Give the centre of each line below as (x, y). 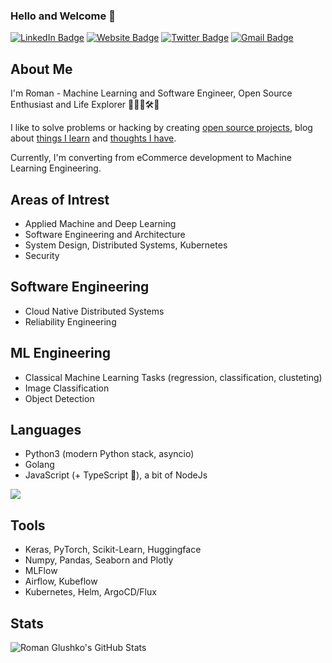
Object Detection (59, 398)
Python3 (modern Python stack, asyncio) (109, 454)
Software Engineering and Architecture (105, 234)
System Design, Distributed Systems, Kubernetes (126, 245)
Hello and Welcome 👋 (63, 16)
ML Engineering (60, 353)
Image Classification (67, 388)
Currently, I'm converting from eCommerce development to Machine (151, 158)
